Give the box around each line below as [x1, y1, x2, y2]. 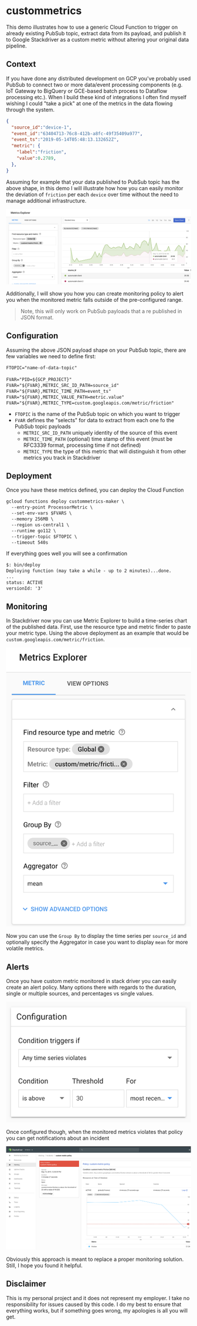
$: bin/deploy [6, 562, 41, 568]
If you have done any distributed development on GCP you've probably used [6, 75, 191, 82]
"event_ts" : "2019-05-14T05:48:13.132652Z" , [11, 137, 119, 143]
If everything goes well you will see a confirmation [6, 550, 128, 557]
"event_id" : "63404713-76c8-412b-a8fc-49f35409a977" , [11, 130, 143, 136]
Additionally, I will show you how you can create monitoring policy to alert [6, 290, 184, 297]
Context [6, 59, 36, 69]
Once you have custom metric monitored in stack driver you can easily [6, 978, 177, 985]
